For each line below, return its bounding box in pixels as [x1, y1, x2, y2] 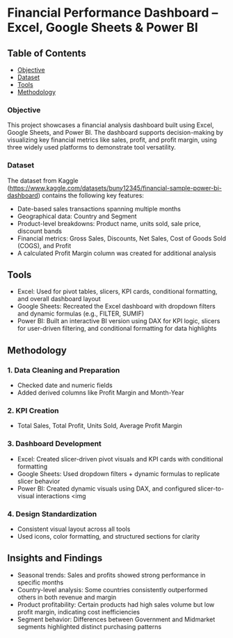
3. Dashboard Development [7, 439, 102, 449]
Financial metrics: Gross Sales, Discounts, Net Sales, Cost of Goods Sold [17, 234, 227, 243]
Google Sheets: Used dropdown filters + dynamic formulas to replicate [17, 469, 220, 477]
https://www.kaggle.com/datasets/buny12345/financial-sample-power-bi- [9, 183, 223, 192]
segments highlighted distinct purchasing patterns [17, 622, 162, 630]
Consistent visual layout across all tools [17, 525, 131, 533]
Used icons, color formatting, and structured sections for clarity [17, 532, 200, 540]
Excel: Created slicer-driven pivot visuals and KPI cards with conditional [17, 455, 224, 463]
